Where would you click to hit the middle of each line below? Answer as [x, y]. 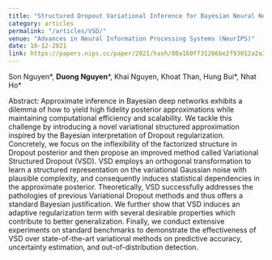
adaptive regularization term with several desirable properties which [122, 213]
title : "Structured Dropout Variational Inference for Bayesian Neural [132, 16]
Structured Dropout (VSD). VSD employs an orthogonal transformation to [130, 161]
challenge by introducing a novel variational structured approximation [124, 127]
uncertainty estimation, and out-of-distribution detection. [104, 247]
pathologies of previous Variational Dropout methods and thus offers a [126, 196]
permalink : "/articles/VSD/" [57, 31]
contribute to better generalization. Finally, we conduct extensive [117, 221]
